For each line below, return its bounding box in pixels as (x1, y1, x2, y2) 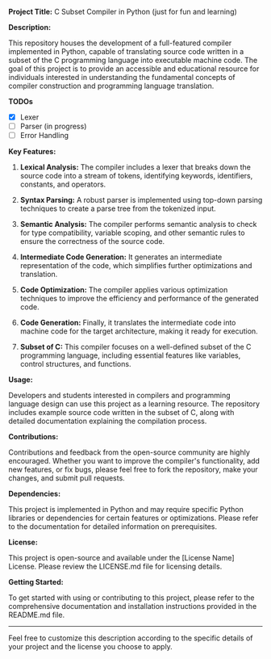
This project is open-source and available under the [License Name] (8, 553, 236, 563)
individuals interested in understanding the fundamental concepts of (8, 73, 236, 82)
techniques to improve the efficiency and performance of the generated (19, 294, 260, 304)
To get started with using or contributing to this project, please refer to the (8, 593, 256, 602)
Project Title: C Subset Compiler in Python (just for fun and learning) (8, 7, 238, 16)
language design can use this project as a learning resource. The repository (8, 399, 261, 409)
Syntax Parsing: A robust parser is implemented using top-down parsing (19, 195, 263, 205)
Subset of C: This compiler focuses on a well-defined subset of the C (19, 342, 252, 352)
